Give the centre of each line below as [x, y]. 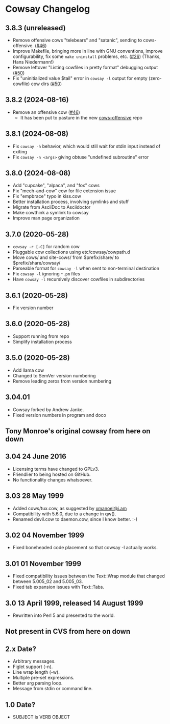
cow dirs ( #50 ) [46, 84]
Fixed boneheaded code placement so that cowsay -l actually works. [85, 548]
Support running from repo [41, 336]
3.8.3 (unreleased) [35, 28]
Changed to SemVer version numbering [54, 375]
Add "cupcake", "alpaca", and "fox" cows [56, 186]
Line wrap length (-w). [36, 672]
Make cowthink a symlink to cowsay [51, 213]
